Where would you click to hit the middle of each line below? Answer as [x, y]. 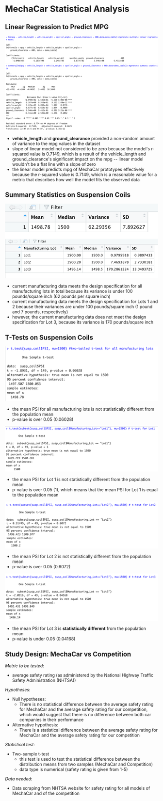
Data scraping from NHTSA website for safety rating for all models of [81, 788]
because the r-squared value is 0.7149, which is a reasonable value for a [84, 174]
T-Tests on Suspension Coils [49, 337]
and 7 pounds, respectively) [40, 312]
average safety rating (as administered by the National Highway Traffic [83, 675]
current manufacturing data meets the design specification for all [77, 286]
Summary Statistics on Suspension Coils [68, 195]
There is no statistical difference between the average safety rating [86, 705]
